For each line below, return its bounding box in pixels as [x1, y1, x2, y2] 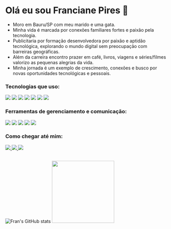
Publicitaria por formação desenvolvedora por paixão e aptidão [12, 38, 146, 44]
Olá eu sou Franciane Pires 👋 [5, 5, 129, 16]
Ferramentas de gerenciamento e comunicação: [5, 108, 127, 115]
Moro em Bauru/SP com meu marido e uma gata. [12, 21, 116, 28]
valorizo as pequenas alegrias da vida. [12, 59, 94, 65]
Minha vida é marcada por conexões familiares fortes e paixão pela [12, 27, 154, 33]
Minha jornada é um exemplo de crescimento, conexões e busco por [12, 65, 157, 71]
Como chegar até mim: [5, 133, 63, 140]
